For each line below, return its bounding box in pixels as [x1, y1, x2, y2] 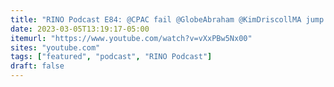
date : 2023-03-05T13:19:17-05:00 [10, 24, 150, 34]
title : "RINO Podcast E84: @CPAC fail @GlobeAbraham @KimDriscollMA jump [10, 14, 325, 25]
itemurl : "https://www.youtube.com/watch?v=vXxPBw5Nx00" [10, 33, 253, 43]
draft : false [10, 61, 65, 71]
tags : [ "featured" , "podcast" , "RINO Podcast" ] [10, 52, 213, 62]
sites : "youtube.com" [10, 42, 101, 53]
